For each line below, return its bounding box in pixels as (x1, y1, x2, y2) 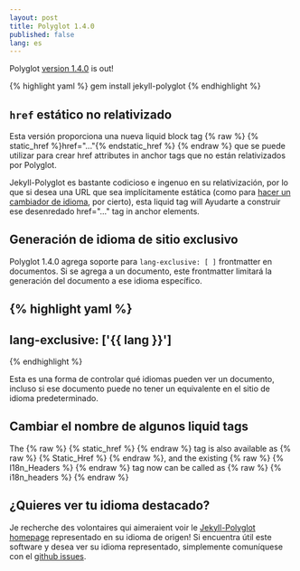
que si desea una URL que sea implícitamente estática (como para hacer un (9, 187, 291, 198)
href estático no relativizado (9, 107, 173, 122)
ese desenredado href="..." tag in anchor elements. (9, 206, 201, 217)
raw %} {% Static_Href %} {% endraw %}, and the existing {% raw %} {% (9, 453, 285, 463)
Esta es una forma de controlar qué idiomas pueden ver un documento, (9, 374, 275, 385)
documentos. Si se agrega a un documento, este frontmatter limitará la (9, 266, 273, 276)
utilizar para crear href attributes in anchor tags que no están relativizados (9, 150, 286, 161)
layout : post (9, 13, 59, 23)
